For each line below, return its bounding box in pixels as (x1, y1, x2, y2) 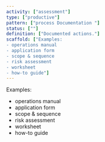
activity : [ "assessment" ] (6, 8, 70, 15)
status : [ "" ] (6, 25, 39, 32)
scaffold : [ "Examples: (6, 36, 63, 42)
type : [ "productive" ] (6, 14, 60, 20)
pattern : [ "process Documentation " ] (6, 20, 100, 26)
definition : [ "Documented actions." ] (6, 31, 100, 37)
